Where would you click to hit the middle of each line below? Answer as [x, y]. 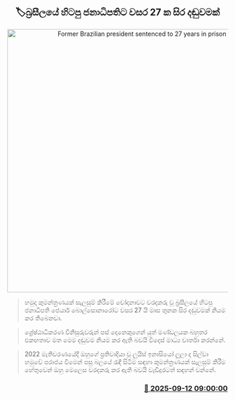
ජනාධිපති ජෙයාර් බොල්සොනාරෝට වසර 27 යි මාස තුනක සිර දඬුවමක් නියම [125, 310]
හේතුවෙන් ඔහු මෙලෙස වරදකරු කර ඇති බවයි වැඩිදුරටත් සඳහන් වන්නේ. [120, 369]
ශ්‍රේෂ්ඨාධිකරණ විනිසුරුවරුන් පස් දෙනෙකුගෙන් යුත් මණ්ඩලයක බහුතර [116, 332]
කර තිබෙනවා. [43, 318]
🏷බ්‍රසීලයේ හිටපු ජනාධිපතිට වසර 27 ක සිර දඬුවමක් [117, 12]
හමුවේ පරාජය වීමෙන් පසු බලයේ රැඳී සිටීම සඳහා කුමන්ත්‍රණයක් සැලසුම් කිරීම [125, 361]
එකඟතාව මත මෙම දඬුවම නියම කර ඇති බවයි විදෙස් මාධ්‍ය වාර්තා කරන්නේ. [125, 340]
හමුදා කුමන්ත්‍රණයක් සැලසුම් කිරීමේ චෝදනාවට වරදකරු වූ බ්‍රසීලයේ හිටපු [119, 302]
